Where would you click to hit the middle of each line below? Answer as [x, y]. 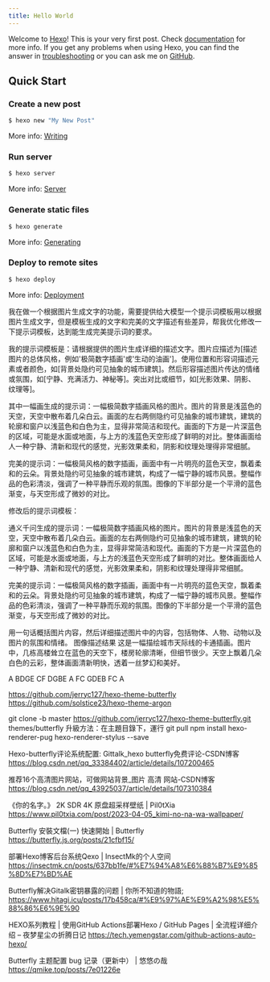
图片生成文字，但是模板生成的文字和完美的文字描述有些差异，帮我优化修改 [131, 321]
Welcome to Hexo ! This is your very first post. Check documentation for [127, 39]
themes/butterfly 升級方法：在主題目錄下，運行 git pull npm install [117, 728]
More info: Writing [38, 136]
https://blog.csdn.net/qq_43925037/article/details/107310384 [110, 788]
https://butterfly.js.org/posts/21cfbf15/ [72, 840]
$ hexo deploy [32, 279]
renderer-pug [31, 736]
